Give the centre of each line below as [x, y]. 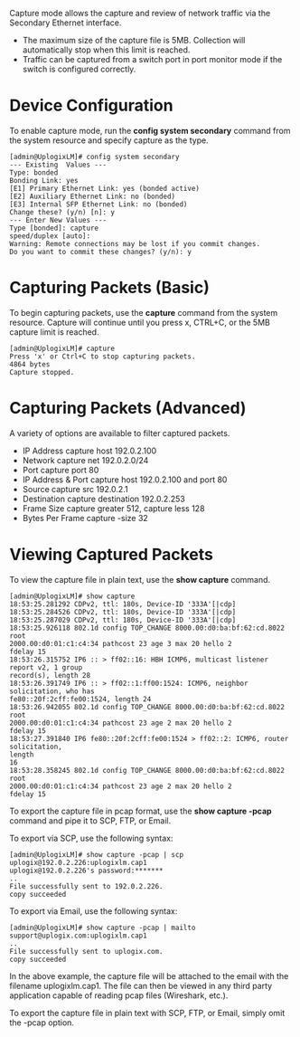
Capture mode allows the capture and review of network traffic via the [140, 13]
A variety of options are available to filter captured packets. [120, 433]
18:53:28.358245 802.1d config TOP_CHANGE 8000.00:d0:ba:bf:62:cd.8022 [147, 770]
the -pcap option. [42, 1023]
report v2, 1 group [46, 667]
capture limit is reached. [54, 332]
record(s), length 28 [50, 675]
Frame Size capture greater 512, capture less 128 [113, 508]
